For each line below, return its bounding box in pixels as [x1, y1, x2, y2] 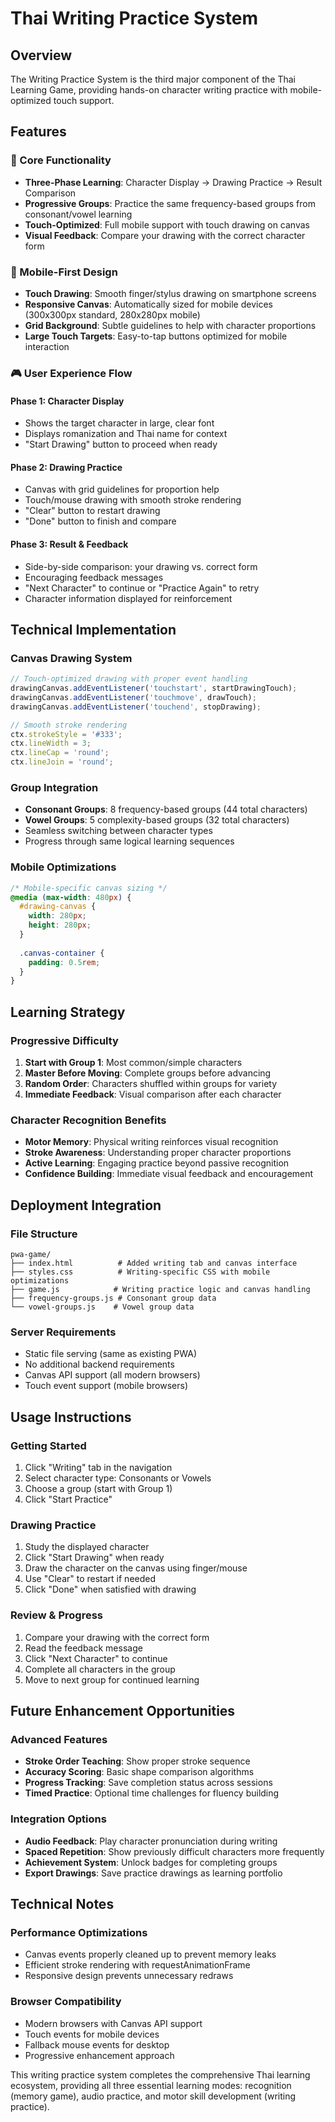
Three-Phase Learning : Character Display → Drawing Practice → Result [24, 176, 323, 188]
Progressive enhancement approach [24, 2049, 175, 2061]
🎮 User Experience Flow [10, 366, 133, 380]
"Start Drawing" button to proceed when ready [24, 438, 218, 451]
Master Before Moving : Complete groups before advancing [24, 1067, 272, 1079]
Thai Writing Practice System [10, 7, 259, 30]
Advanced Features [10, 1732, 108, 1746]
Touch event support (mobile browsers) [24, 1380, 189, 1392]
